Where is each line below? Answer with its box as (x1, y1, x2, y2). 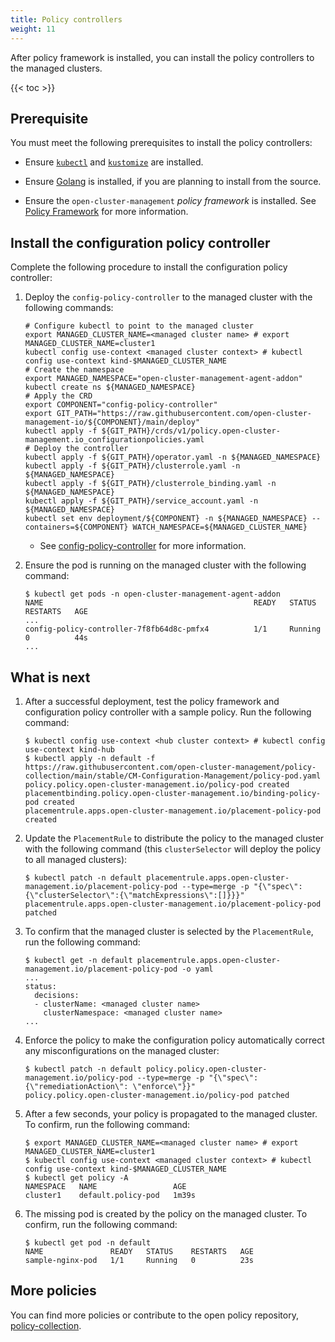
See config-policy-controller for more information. (39, 540, 247, 552)
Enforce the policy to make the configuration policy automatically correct (24, 1034, 325, 1046)
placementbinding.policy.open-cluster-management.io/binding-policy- (24, 788, 322, 798)
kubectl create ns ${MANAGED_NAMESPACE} (24, 382, 196, 393)
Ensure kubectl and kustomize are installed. (24, 156, 204, 168)
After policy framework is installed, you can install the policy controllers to (10, 51, 315, 63)
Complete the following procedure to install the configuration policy (10, 261, 288, 273)
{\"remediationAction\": (24, 1081, 129, 1091)
